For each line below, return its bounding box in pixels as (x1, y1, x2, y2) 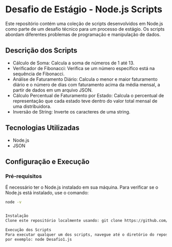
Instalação (5, 213, 29, 218)
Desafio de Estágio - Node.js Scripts (5, 4, 163, 15)
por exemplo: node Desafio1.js (5, 237, 72, 242)
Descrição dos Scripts (5, 46, 78, 55)
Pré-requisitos (5, 172, 42, 179)
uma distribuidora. (12, 103, 52, 109)
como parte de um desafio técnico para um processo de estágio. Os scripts (5, 26, 165, 32)
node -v (5, 199, 22, 205)
